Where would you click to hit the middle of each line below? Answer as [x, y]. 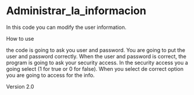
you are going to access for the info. [50, 75]
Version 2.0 [20, 86]
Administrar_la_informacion [76, 11]
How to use [20, 38]
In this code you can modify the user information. [66, 27]
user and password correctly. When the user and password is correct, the [96, 56]
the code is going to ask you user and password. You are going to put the [96, 50]
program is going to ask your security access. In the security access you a [97, 63]
